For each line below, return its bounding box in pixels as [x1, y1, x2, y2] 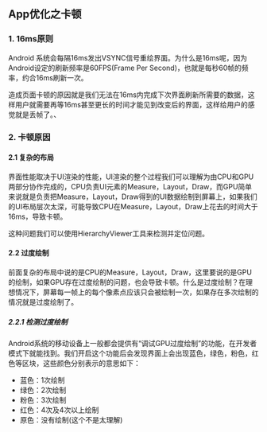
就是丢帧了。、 [14, 110, 61, 119]
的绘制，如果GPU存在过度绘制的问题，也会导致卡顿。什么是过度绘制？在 [8, 278, 246, 287]
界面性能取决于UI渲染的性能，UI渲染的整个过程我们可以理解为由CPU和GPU [8, 172, 254, 181]
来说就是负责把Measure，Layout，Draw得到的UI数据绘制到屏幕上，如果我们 [8, 192, 257, 201]
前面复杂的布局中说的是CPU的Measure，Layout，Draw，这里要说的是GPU [8, 267, 253, 277]
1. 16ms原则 [8, 33, 54, 45]
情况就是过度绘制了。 [8, 298, 78, 307]
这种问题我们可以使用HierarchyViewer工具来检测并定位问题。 [8, 228, 209, 238]
